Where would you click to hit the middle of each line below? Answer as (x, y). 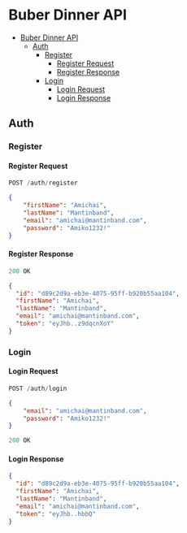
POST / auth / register (43, 183)
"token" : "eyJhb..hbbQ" (56, 513)
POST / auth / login (38, 388)
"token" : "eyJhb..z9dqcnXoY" (65, 324)
